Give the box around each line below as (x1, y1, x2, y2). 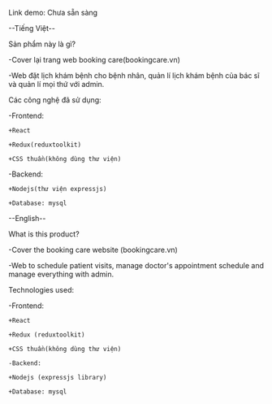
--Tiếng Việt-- (8, 24, 55, 33)
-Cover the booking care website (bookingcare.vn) (8, 245, 179, 254)
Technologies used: (8, 285, 75, 294)
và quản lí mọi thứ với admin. (8, 80, 105, 89)
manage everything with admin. (8, 269, 114, 279)
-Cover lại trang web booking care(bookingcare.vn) (8, 55, 181, 64)
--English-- (8, 214, 46, 223)
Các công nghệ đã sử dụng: (8, 95, 101, 105)
